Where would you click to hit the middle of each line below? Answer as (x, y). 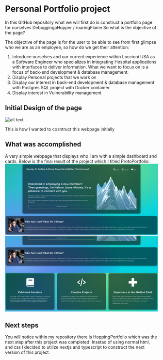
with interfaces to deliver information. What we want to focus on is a (80, 67)
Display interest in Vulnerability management (57, 93)
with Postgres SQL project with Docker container (61, 87)
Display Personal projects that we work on (54, 77)
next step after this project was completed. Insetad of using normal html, (78, 342)
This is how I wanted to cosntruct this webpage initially (60, 129)
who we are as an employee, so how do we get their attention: (67, 47)
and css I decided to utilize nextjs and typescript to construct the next (75, 347)
